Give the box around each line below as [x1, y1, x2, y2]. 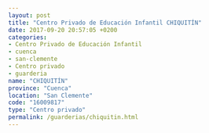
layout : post [8, 11, 51, 20]
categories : [8, 33, 47, 41]
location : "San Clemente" [8, 92, 93, 99]
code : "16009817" [8, 99, 65, 106]
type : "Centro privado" [8, 106, 86, 114]
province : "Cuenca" [8, 84, 72, 92]
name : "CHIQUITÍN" [8, 77, 68, 84]
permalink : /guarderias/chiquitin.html [8, 113, 139, 121]
